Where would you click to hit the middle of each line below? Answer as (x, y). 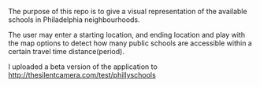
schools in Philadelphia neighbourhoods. (74, 20)
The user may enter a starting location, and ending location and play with (127, 35)
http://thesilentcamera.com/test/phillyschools (82, 75)
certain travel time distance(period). (66, 51)
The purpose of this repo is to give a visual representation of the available (128, 11)
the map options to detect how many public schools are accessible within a (130, 43)
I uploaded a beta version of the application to (83, 67)
